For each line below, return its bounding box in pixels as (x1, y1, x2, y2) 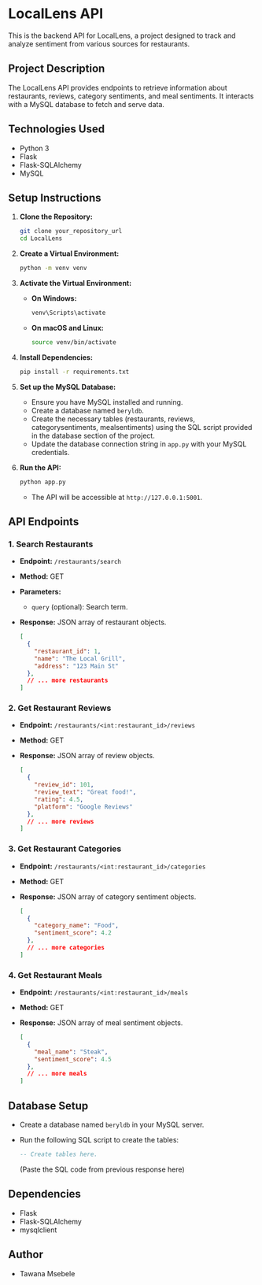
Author (8, 1248, 43, 1261)
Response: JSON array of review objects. (19, 751, 155, 761)
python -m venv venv (19, 265, 87, 272)
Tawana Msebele (19, 1268, 76, 1278)
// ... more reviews (27, 817, 94, 825)
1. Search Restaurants (8, 539, 94, 550)
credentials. (31, 447, 70, 457)
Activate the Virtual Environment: (19, 279, 132, 287)
